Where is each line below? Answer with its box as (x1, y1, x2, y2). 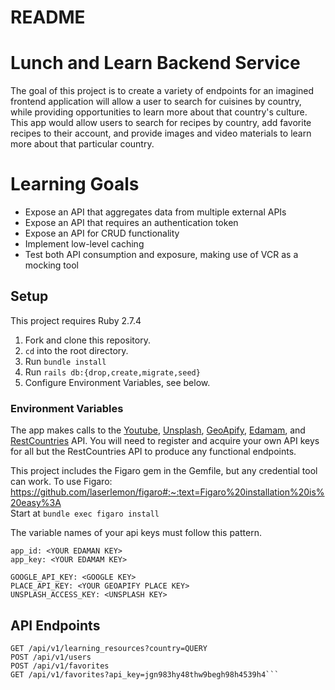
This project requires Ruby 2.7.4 (10, 314, 142, 326)
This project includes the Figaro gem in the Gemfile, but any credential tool (10, 465, 318, 477)
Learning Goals (10, 173, 140, 196)
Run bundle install (24, 355, 107, 367)
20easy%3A (10, 497, 62, 509)
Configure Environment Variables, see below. (24, 376, 211, 388)
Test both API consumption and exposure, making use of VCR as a (24, 249, 299, 261)
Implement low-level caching (24, 238, 145, 250)
